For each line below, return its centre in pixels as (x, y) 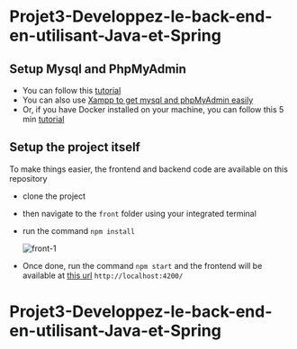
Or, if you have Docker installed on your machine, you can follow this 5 (153, 109)
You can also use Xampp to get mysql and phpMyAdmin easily (138, 100)
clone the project (54, 196)
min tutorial (43, 119)
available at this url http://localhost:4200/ (103, 275)
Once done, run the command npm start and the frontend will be (142, 265)
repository (28, 178)
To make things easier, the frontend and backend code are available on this (148, 169)
